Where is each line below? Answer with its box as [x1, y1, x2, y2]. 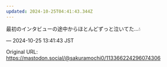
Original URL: [6, 48, 38, 55]
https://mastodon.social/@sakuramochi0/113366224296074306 [6, 54, 161, 61]
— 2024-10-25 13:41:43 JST [6, 37, 74, 44]
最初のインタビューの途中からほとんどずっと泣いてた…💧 [6, 25, 141, 32]
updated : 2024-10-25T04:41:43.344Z [6, 8, 93, 15]
